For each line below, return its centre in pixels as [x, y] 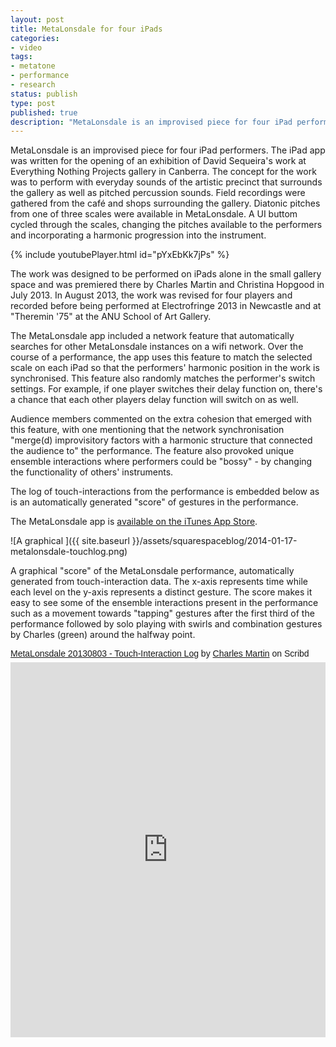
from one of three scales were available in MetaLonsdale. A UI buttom [154, 214]
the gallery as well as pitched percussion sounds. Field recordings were [158, 193]
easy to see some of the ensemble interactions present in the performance [164, 603]
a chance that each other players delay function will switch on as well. [154, 400]
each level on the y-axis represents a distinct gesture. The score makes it [161, 592]
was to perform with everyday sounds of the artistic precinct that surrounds [166, 182]
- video [26, 47]
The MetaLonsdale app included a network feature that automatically [152, 336]
